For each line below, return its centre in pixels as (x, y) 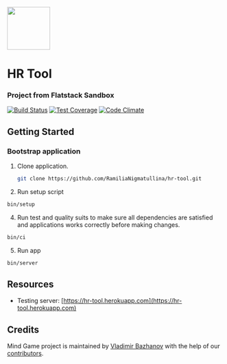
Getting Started (41, 131)
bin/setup (21, 205)
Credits (23, 329)
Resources (31, 284)
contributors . (25, 354)
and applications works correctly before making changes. (98, 225)
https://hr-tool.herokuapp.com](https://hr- (123, 301)
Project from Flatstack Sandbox (61, 95)
